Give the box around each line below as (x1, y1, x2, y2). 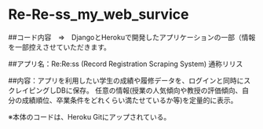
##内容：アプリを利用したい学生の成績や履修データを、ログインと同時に (8, 76, 244, 85)
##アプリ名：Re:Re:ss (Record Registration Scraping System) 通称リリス (8, 59, 243, 68)
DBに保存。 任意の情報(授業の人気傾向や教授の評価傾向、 (56, 85, 243, 95)
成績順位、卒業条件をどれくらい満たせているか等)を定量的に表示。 (21, 95, 238, 105)
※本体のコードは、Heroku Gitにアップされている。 (8, 112, 171, 121)
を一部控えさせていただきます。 (8, 42, 111, 52)
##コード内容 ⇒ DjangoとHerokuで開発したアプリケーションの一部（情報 (8, 32, 256, 42)
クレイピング (8, 85, 49, 95)
